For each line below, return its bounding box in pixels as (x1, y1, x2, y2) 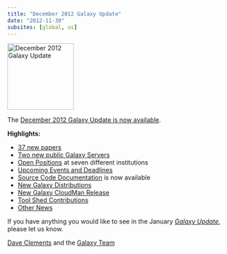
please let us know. (7, 225, 64, 233)
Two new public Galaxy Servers (17, 150, 110, 160)
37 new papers (17, 143, 62, 152)
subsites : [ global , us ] (7, 23, 78, 31)
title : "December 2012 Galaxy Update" (7, 10, 122, 18)
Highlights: (7, 129, 41, 138)
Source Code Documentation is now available (17, 173, 151, 182)
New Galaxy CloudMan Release (17, 189, 110, 197)
